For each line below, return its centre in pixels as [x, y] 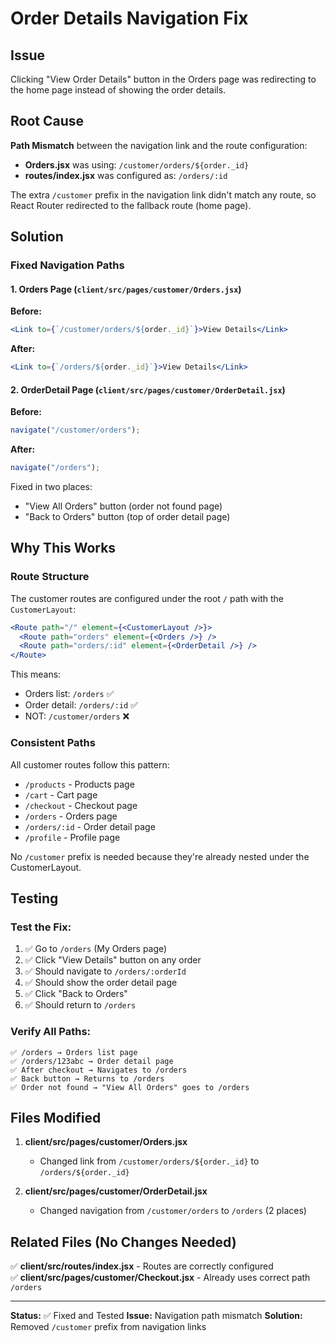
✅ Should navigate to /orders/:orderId [105, 971]
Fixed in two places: [51, 487]
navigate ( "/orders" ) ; [55, 468]
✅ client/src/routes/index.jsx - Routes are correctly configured [142, 1266]
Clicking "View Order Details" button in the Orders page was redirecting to [163, 79]
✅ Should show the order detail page [101, 983]
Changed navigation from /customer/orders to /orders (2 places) [173, 1211]
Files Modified [56, 1117]
